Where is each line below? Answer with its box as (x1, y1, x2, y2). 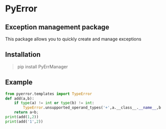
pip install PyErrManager (17, 63, 68, 70)
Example (5, 78, 33, 87)
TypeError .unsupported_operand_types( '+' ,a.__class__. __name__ (23, 105, 157, 110)
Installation (5, 50, 41, 59)
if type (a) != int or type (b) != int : (14, 101, 94, 106)
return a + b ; (14, 110, 39, 115)
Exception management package (5, 23, 109, 31)
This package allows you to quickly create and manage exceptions (5, 36, 142, 42)
